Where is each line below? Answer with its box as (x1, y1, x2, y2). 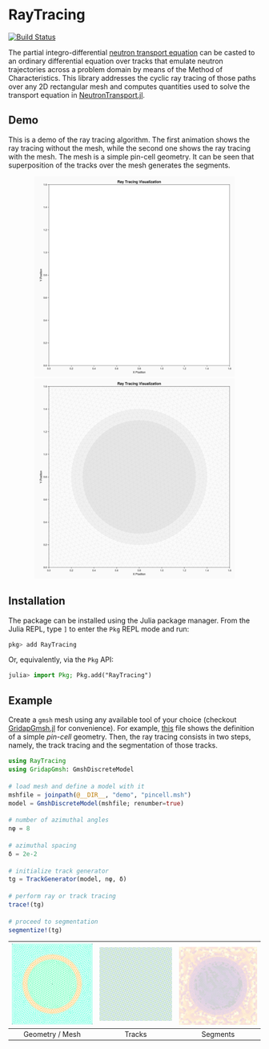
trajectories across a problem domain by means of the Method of (8, 64, 223, 74)
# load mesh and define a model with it (8, 782, 146, 790)
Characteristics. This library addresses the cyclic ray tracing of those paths (8, 73, 256, 83)
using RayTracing (8, 757, 66, 765)
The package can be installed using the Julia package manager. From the (8, 615, 251, 625)
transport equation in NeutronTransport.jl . (8, 90, 146, 99)
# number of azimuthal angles (8, 816, 110, 825)
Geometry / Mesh (23, 1029, 82, 1039)
